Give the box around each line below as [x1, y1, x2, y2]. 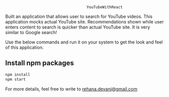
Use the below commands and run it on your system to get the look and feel [5, 39, 163, 45]
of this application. [5, 44, 44, 50]
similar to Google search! [5, 29, 57, 35]
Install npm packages [5, 59, 74, 67]
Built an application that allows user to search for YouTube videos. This [5, 13, 153, 19]
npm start [5, 76, 26, 82]
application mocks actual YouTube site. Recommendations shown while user [5, 19, 164, 24]
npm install [5, 72, 30, 77]
